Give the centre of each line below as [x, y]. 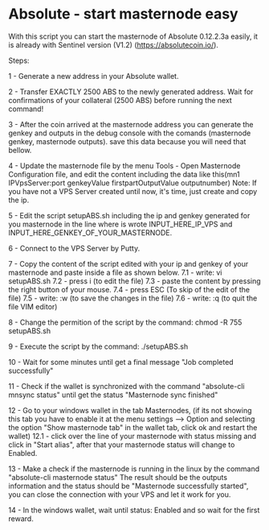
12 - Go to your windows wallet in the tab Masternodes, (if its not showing [130, 410]
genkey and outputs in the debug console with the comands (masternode [130, 133]
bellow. [20, 150]
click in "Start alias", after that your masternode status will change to [122, 445]
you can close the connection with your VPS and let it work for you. [120, 494]
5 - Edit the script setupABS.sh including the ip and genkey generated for [129, 215]
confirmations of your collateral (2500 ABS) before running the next [120, 100]
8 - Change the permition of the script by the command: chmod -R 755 [125, 322]
